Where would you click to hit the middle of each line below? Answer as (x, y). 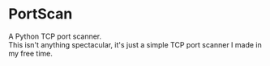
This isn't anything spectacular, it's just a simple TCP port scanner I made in (135, 44)
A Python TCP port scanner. (55, 36)
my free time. (30, 53)
